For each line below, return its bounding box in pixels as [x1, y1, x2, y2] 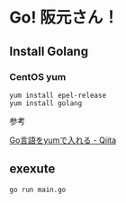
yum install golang [9, 99, 83, 108]
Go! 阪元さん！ [9, 7, 120, 28]
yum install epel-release [9, 91, 106, 100]
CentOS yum [9, 70, 67, 83]
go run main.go [9, 185, 67, 194]
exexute [9, 162, 56, 177]
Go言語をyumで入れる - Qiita [9, 135, 117, 146]
